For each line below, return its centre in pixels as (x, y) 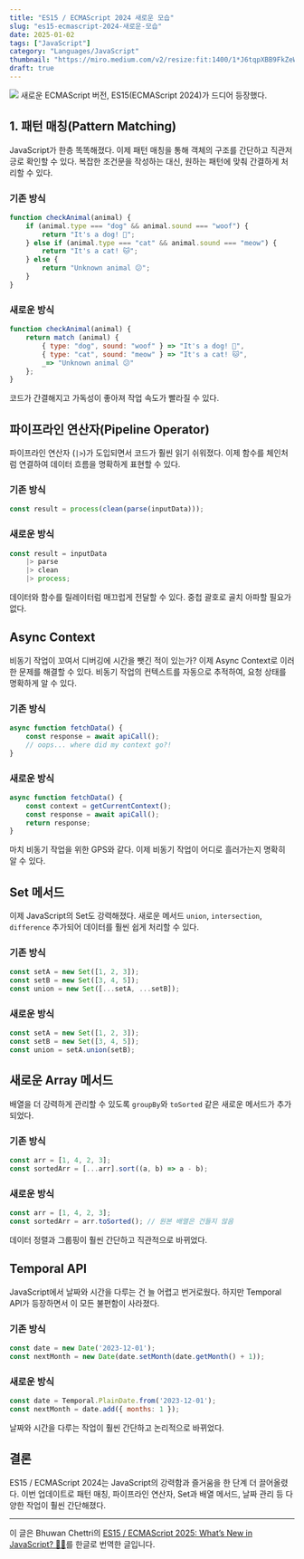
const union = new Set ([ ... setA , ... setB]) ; (95, 989)
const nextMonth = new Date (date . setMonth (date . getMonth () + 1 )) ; (137, 1356)
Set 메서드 (37, 892)
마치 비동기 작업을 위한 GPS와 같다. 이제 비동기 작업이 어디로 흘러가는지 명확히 (147, 850)
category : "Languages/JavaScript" (75, 52)
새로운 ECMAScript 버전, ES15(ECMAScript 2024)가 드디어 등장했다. (144, 95)
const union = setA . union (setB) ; (72, 1050)
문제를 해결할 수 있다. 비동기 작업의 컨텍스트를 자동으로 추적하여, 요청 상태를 (152, 672)
